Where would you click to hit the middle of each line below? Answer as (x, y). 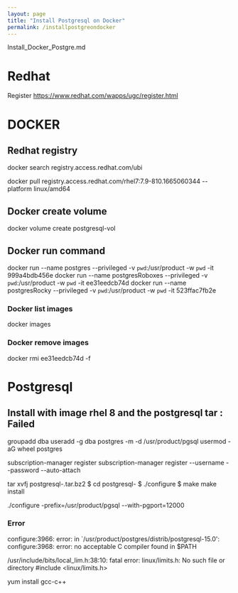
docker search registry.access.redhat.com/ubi (75, 168)
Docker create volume (57, 211)
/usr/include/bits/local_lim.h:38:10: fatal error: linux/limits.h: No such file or (116, 560)
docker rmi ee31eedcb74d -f (49, 358)
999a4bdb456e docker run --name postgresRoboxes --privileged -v (108, 275)
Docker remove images (48, 343)
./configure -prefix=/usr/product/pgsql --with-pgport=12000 (96, 505)
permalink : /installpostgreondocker (61, 27)
